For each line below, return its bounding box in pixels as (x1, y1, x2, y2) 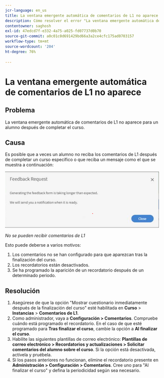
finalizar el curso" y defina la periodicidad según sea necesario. (12, 368, 141, 374)
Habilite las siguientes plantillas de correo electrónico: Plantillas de (12, 336, 147, 342)
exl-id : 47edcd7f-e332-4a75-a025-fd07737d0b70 (5, 28, 102, 34)
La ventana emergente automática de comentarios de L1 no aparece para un (5, 119, 159, 125)
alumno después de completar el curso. (5, 124, 85, 130)
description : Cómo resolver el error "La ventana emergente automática (5, 18, 154, 23)
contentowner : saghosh (5, 24, 51, 28)
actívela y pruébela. (12, 352, 52, 358)
